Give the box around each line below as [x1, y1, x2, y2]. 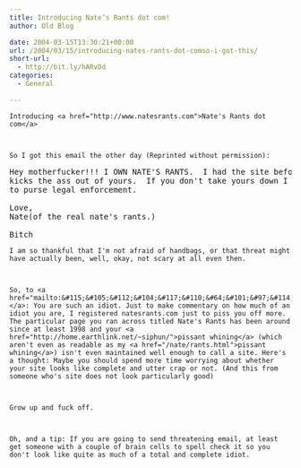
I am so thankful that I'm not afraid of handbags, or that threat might [9, 246, 291, 256]
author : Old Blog [9, 22, 74, 30]
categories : [9, 71, 54, 81]
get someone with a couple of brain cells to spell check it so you [9, 442, 271, 451]
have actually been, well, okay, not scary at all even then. [9, 254, 246, 263]
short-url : [9, 55, 50, 64]
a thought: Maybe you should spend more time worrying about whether [9, 356, 275, 365]
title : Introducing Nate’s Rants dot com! [9, 13, 170, 22]
